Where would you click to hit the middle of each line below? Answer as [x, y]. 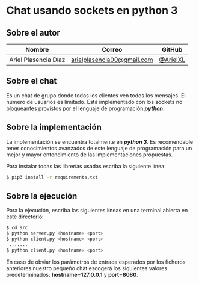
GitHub [172, 50]
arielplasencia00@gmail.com [112, 60]
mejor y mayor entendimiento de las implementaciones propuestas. [90, 155]
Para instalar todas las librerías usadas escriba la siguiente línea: [86, 166]
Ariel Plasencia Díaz [37, 60]
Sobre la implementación [54, 127]
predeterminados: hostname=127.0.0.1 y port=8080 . [72, 274]
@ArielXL [172, 60]
